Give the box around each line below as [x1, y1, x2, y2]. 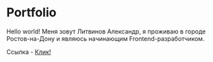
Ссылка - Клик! [6, 48, 51, 56]
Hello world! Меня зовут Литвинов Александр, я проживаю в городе [6, 27, 206, 35]
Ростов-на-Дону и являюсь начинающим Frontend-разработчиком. [6, 34, 205, 42]
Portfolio [6, 5, 57, 20]
